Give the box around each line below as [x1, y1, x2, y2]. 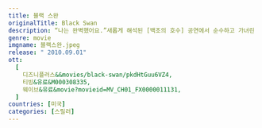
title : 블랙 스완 [8, 11, 60, 20]
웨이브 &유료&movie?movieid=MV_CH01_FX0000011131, [22, 85, 182, 94]
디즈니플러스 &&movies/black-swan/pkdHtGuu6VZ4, [22, 71, 173, 79]
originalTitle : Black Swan [8, 19, 98, 27]
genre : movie [8, 33, 52, 42]
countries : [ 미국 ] [8, 100, 66, 108]
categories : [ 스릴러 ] [8, 108, 75, 116]
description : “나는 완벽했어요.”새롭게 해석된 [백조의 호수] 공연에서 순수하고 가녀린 [8, 26, 256, 34]
